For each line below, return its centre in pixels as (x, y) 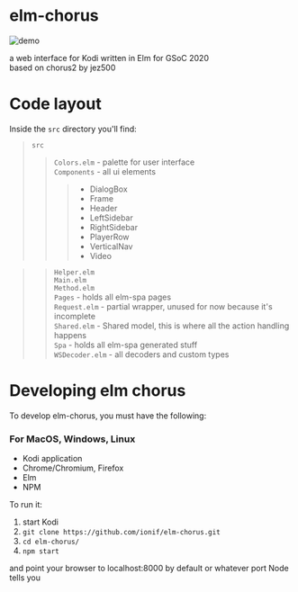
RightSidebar (113, 227)
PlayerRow (109, 237)
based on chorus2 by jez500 (63, 67)
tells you (25, 578)
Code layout (55, 104)
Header (104, 208)
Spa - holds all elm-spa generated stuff (126, 345)
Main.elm (70, 280)
